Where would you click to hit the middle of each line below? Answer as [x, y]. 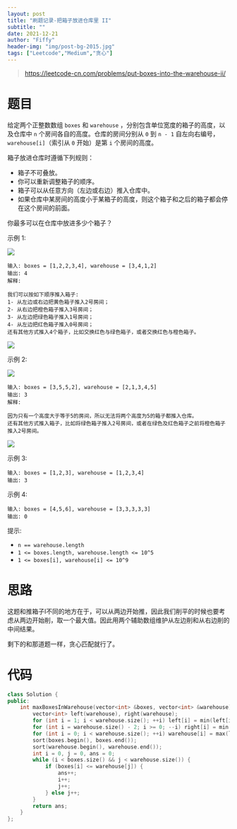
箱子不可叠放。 [39, 172]
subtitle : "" [26, 27]
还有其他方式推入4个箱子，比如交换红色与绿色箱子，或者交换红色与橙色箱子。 [103, 332]
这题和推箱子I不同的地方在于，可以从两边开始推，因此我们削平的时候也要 [113, 611]
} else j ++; [62, 793]
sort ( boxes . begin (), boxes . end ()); [85, 740]
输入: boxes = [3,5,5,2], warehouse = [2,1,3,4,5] [82, 387]
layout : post [26, 14]
